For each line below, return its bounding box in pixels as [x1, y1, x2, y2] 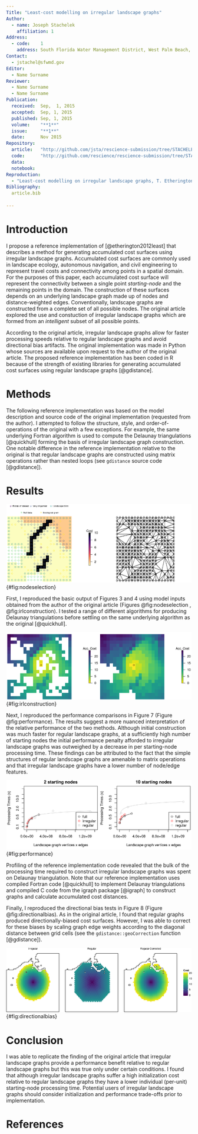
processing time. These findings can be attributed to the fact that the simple [6, 749, 191, 756]
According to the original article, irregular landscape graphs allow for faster [6, 329, 189, 336]
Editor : [6, 66, 25, 72]
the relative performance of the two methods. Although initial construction [6, 724, 186, 732]
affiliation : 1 [16, 28, 54, 34]
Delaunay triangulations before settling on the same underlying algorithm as [6, 614, 190, 621]
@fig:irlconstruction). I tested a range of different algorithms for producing [6, 607, 187, 615]
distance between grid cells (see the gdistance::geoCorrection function [6, 930, 181, 937]
